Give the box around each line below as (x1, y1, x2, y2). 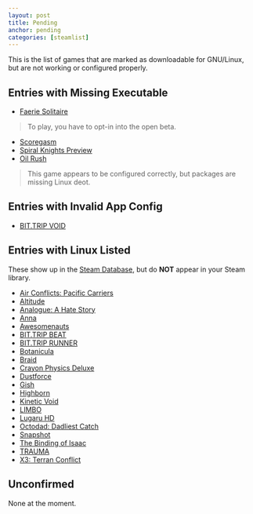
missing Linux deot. (27, 177, 91, 187)
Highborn (19, 388, 51, 397)
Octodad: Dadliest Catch (19, 421, 99, 431)
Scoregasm (19, 137, 57, 147)
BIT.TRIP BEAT (19, 330, 67, 339)
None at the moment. (8, 498, 77, 508)
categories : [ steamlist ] (8, 33, 89, 42)
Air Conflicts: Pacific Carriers (19, 288, 114, 297)
